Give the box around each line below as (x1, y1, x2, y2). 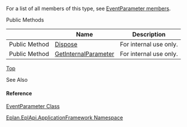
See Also (6, 76, 28, 83)
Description (132, 31, 166, 38)
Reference (6, 89, 32, 96)
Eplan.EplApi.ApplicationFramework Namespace (6, 114, 123, 121)
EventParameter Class (6, 103, 60, 110)
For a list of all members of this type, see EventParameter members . (6, 5, 171, 12)
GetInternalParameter (55, 50, 115, 58)
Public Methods (6, 16, 44, 23)
